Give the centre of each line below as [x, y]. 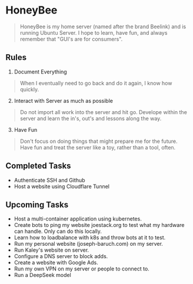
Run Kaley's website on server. [51, 250]
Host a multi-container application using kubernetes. [78, 219]
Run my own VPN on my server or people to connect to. [81, 269]
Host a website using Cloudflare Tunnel [62, 186]
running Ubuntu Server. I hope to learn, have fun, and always [94, 32]
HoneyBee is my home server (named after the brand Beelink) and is [103, 26]
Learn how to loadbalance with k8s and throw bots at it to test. [90, 238]
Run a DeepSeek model [42, 275]
